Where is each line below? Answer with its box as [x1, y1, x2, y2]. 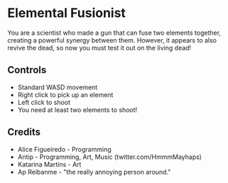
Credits [7, 126, 41, 138]
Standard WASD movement [17, 83, 98, 91]
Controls [7, 64, 47, 76]
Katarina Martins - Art [17, 160, 82, 168]
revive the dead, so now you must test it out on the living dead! [7, 43, 192, 52]
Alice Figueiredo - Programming [17, 145, 112, 153]
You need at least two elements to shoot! [17, 105, 138, 114]
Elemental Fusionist [7, 5, 126, 21]
